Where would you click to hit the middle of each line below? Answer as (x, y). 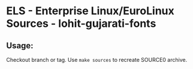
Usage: (20, 46)
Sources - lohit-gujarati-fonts (81, 23)
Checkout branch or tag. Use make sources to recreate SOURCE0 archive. (97, 60)
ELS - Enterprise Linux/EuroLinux (91, 11)
